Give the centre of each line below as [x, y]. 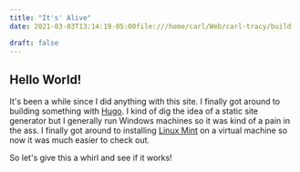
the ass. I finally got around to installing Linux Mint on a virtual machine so [149, 131]
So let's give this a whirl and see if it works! [91, 158]
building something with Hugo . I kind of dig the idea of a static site [134, 111]
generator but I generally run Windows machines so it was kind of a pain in [150, 121]
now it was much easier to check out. [80, 140]
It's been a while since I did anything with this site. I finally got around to [145, 102]
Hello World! [46, 80]
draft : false [34, 43]
